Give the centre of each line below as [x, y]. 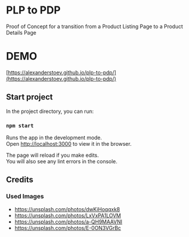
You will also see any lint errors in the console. [62, 161]
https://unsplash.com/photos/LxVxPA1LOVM [68, 215]
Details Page [21, 32]
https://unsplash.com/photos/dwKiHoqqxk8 [67, 209]
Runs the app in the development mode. [54, 138]
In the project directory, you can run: [50, 111]
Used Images [25, 197]
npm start [20, 126]
